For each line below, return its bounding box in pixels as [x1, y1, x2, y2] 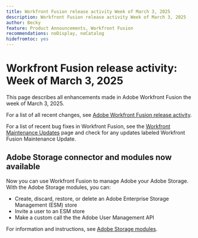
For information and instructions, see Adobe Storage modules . [6, 225, 158, 232]
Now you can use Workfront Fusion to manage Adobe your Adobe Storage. [6, 177, 189, 184]
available [6, 162, 40, 172]
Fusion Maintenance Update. [6, 135, 76, 142]
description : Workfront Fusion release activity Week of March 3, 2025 [6, 14, 186, 20]
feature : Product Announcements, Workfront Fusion [6, 25, 134, 31]
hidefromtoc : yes [6, 36, 49, 42]
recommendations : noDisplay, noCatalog [6, 31, 105, 37]
